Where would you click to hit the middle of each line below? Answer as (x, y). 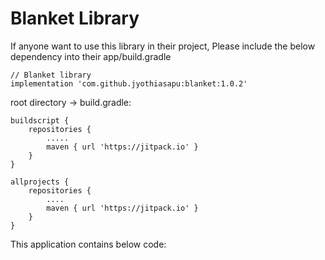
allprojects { (40, 182)
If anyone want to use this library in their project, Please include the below (163, 46)
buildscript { (40, 120)
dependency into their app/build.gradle (91, 56)
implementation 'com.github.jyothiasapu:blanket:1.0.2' (129, 83)
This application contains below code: (88, 244)
